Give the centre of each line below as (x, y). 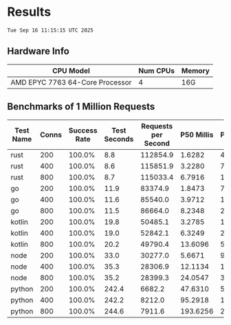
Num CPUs (157, 71)
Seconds (119, 139)
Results (29, 12)
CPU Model (71, 71)
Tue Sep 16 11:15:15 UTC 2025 (51, 30)
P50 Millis (197, 135)
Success (83, 130)
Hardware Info (38, 51)
